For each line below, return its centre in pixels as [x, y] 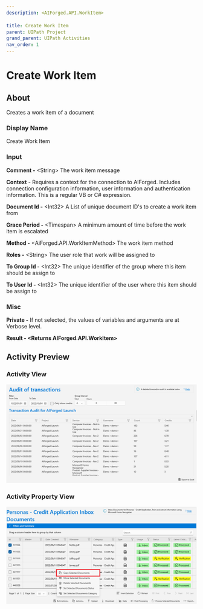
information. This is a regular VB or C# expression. [69, 195]
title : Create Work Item [37, 25]
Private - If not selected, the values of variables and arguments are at [93, 320]
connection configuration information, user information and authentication [98, 188]
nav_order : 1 [23, 45]
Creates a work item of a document [50, 112]
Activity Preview [38, 357]
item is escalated [27, 231]
